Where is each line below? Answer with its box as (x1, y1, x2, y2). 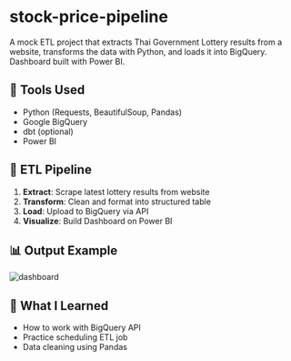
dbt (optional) (22, 126, 75, 137)
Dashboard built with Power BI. (9, 56, 125, 67)
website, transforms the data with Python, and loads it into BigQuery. (9, 46, 267, 57)
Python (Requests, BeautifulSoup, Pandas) (22, 107, 183, 118)
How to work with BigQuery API (22, 322, 141, 334)
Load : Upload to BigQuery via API (22, 205, 149, 216)
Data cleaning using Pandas (22, 342, 127, 353)
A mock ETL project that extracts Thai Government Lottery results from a (9, 36, 283, 47)
